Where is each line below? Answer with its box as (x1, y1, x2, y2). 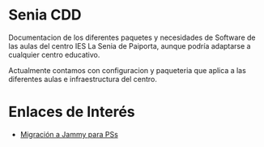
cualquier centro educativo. (8, 50, 100, 59)
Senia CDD (8, 6, 83, 24)
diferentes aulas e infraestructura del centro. (8, 74, 158, 84)
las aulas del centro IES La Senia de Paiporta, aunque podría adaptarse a (8, 41, 251, 50)
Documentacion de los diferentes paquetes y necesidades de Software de (8, 32, 256, 42)
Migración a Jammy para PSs (19, 129, 119, 139)
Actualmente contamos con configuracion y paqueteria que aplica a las (8, 65, 247, 75)
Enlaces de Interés (8, 103, 135, 121)
